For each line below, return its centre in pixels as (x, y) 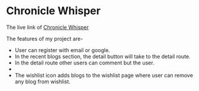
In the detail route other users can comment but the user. (84, 63)
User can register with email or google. (62, 50)
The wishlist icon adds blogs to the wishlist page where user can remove (104, 75)
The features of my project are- (45, 38)
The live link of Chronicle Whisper (48, 27)
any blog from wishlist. (42, 82)
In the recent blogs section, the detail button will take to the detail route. (103, 56)
